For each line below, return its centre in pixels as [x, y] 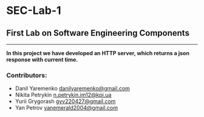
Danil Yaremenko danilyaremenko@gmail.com [73, 89]
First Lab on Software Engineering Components [98, 33]
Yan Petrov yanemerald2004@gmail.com [66, 108]
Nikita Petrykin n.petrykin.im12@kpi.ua [63, 95]
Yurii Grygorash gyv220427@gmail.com [65, 101]
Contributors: [27, 75]
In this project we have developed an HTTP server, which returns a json [98, 53]
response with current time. [42, 59]
